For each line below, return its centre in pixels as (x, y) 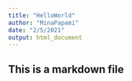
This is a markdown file (66, 69)
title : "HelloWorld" (42, 15)
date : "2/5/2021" (37, 30)
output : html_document (45, 37)
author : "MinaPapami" (44, 23)
